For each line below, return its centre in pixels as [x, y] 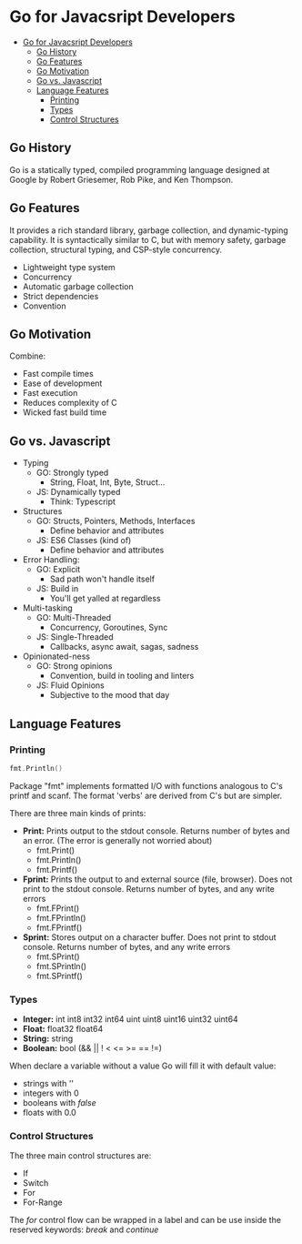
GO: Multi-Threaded [74, 618]
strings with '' [48, 1084]
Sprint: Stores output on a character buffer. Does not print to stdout [149, 937]
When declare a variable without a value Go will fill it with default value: [143, 1066]
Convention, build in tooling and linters [122, 676]
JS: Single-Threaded [75, 637]
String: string [48, 1038]
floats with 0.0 [50, 1113]
